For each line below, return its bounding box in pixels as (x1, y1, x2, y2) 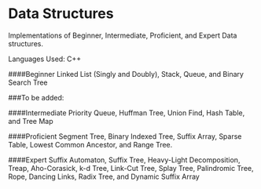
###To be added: (8, 93, 64, 102)
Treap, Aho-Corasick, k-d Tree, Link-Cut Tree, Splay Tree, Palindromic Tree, (8, 163, 254, 173)
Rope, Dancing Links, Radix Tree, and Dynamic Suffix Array (8, 172, 200, 181)
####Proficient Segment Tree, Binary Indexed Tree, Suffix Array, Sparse (8, 131, 242, 141)
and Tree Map (8, 116, 53, 125)
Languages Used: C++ (8, 54, 82, 64)
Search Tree (8, 78, 49, 87)
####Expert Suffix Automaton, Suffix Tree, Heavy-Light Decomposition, (8, 154, 241, 165)
